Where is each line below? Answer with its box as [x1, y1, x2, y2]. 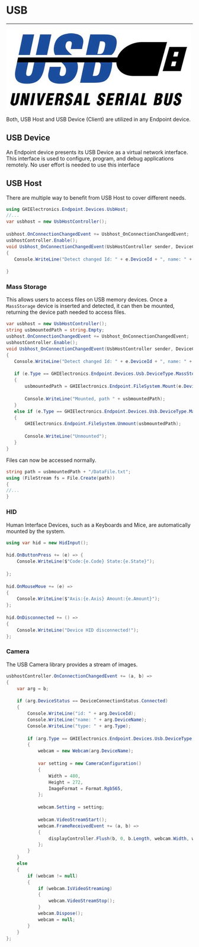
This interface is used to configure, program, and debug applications [6, 155, 174, 162]
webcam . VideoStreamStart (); [37, 817, 108, 823]
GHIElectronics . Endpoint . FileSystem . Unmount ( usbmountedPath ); [24, 421, 182, 427]
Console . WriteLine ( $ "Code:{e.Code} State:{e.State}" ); [17, 558, 155, 564]
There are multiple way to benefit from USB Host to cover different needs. [6, 194, 187, 201]
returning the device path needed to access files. [6, 309, 126, 316]
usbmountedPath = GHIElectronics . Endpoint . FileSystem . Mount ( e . [24, 383, 184, 390]
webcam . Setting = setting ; [37, 804, 105, 810]
